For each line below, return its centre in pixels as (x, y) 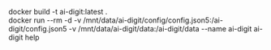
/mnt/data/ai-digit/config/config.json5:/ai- (153, 20)
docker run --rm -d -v (45, 20)
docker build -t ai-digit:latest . (58, 12)
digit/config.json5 (38, 29)
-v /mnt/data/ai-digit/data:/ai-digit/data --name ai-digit (160, 29)
